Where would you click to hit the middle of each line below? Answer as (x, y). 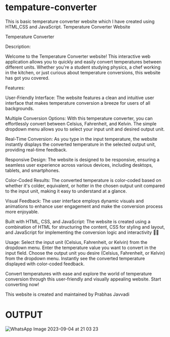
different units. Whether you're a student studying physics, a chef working (83, 67)
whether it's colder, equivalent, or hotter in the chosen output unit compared (85, 186)
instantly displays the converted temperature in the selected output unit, (81, 144)
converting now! (22, 284)
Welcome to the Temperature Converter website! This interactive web (78, 56)
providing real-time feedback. (36, 149)
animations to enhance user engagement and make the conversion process (84, 206)
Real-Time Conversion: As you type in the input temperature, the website (81, 139)
